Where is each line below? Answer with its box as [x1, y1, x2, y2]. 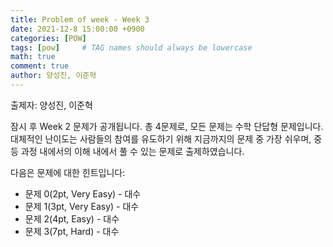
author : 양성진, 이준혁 [10, 71, 97, 81]
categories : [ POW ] [10, 33, 87, 43]
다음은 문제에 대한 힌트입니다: [10, 166, 126, 178]
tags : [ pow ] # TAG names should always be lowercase [10, 42, 253, 53]
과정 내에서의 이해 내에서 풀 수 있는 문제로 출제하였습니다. [20, 145, 245, 157]
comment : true [10, 61, 70, 71]
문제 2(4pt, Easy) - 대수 [24, 212, 120, 225]
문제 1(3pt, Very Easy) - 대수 [24, 200, 140, 212]
